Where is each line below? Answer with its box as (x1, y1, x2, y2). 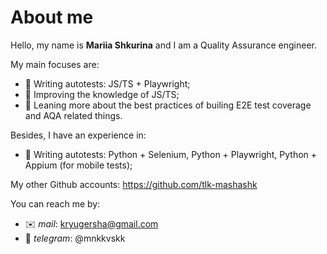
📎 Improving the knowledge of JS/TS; (24, 88, 180, 100)
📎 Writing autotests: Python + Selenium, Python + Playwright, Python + (24, 148, 318, 160)
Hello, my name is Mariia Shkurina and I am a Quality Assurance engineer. (10, 39, 317, 51)
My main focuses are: (10, 58, 100, 70)
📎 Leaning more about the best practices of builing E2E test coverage (24, 99, 312, 111)
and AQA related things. (24, 109, 123, 121)
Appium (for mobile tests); (24, 159, 133, 171)
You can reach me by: (10, 197, 101, 210)
